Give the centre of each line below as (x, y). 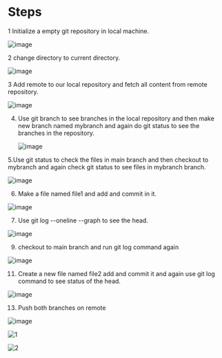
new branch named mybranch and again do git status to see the (109, 125)
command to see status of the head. (69, 281)
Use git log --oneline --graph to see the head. (83, 220)
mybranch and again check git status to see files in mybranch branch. (107, 167)
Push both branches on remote (62, 308)
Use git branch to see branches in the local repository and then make (116, 118)
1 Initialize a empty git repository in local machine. (79, 31)
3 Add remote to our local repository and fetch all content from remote (108, 84)
